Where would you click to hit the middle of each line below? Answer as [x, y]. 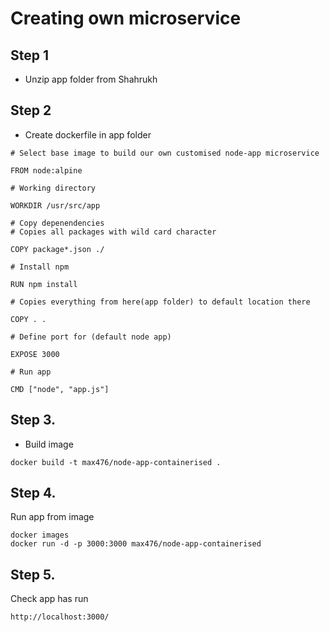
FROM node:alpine [46, 170]
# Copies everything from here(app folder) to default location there [160, 302]
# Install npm [40, 267]
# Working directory [53, 188]
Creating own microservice [126, 18]
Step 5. [33, 574]
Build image [49, 444]
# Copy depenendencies [57, 223]
